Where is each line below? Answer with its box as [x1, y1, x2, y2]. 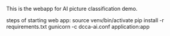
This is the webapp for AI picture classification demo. [6, 5, 138, 12]
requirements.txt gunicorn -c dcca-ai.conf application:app [6, 23, 150, 30]
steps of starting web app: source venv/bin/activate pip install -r [6, 17, 165, 23]
